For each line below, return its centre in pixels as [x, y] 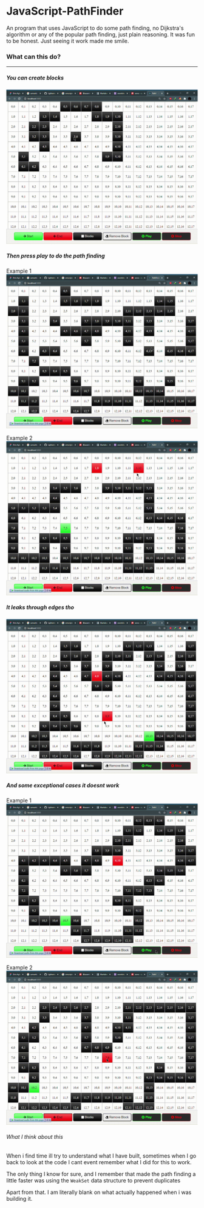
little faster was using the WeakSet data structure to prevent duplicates [93, 1180]
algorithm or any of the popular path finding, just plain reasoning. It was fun [101, 34]
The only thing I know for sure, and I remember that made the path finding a [101, 1174]
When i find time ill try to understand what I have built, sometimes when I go [101, 1156]
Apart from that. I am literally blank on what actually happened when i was [99, 1192]
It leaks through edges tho [40, 607]
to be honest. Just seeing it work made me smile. [68, 41]
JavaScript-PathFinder [65, 11]
